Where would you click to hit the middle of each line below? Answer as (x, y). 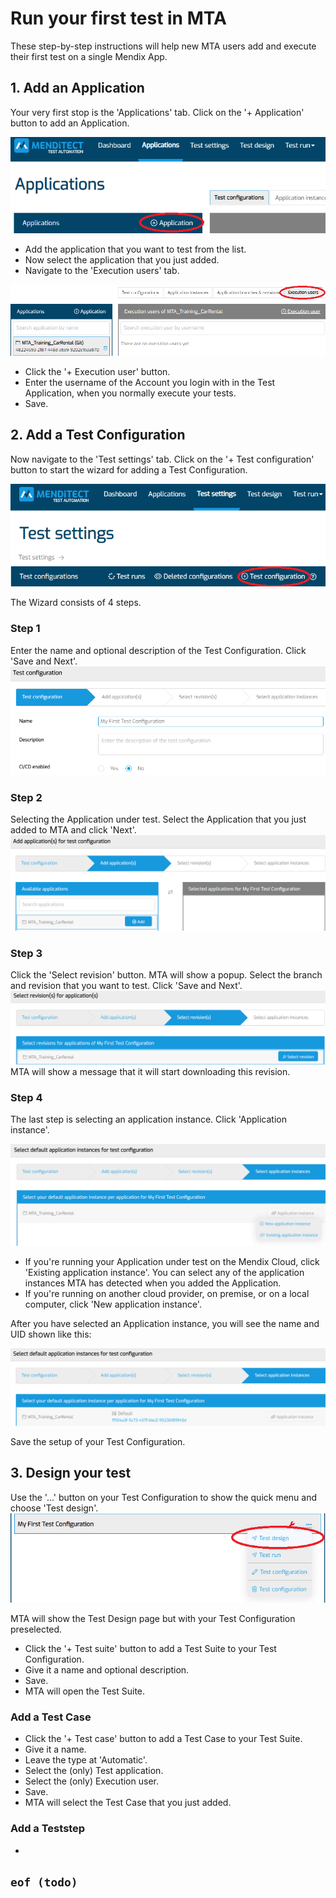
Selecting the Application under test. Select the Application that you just (158, 819)
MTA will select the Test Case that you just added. (128, 1803)
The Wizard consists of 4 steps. (76, 603)
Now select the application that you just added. (122, 260)
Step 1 (25, 629)
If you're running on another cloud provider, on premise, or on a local (167, 1293)
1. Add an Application (77, 88)
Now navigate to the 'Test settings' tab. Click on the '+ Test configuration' (162, 459)
